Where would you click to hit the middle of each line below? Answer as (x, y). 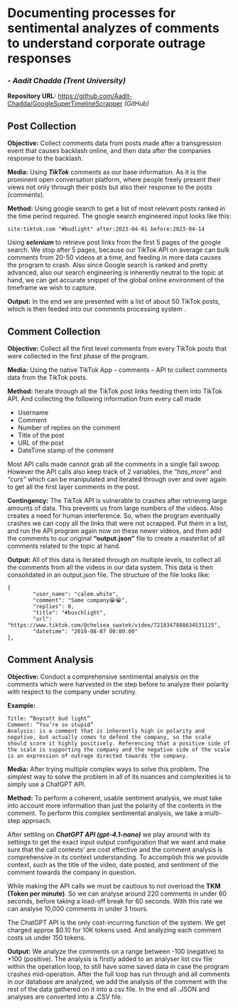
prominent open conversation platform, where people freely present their (114, 180)
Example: (22, 705)
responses (39, 59)
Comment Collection (54, 331)
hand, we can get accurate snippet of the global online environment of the (116, 280)
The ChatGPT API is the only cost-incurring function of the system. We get (117, 922)
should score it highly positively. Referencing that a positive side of (119, 743)
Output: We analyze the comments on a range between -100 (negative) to (116, 951)
